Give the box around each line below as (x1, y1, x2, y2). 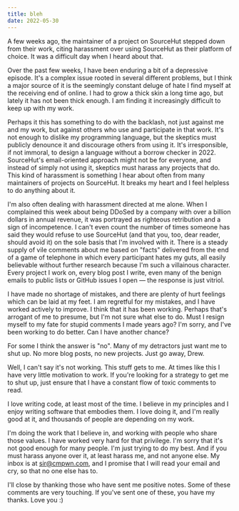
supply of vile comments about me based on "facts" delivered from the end (7, 245, 230, 254)
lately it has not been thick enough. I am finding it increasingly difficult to (7, 96, 221, 104)
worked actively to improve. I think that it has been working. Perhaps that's (7, 304, 227, 313)
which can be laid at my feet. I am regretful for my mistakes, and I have (7, 297, 215, 306)
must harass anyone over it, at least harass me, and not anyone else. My (7, 451, 220, 460)
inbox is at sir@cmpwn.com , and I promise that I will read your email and (7, 459, 220, 467)
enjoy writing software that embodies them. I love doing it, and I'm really (7, 407, 220, 415)
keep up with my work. (7, 104, 75, 112)
